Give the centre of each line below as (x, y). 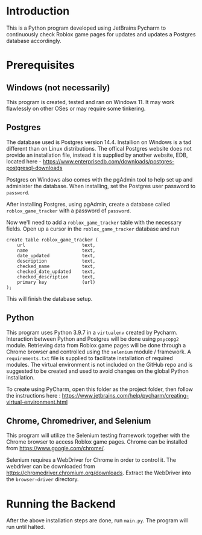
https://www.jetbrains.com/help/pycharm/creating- (125, 395)
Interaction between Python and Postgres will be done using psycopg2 (93, 339)
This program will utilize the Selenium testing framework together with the (98, 435)
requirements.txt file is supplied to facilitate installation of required (90, 358)
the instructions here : (33, 395)
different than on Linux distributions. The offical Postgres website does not (99, 148)
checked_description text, (56, 277)
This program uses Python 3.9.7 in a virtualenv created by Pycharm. (92, 332)
